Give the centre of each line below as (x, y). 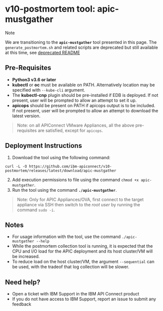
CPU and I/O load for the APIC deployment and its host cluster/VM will (82, 251)
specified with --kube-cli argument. (48, 90)
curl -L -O (16, 166)
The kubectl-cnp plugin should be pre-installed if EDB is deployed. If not (85, 95)
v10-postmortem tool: (50, 9)
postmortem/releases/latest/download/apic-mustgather (61, 171)
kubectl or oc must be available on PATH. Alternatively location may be (83, 85)
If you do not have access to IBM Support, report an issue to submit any (84, 299)
